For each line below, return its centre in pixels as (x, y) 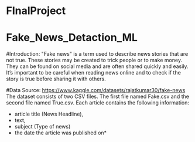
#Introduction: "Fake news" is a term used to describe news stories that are (97, 54)
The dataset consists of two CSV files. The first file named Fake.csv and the (97, 97)
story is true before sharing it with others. (56, 79)
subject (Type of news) (42, 127)
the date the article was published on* (61, 133)
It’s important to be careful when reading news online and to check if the (94, 73)
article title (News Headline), (49, 114)
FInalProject (36, 11)
